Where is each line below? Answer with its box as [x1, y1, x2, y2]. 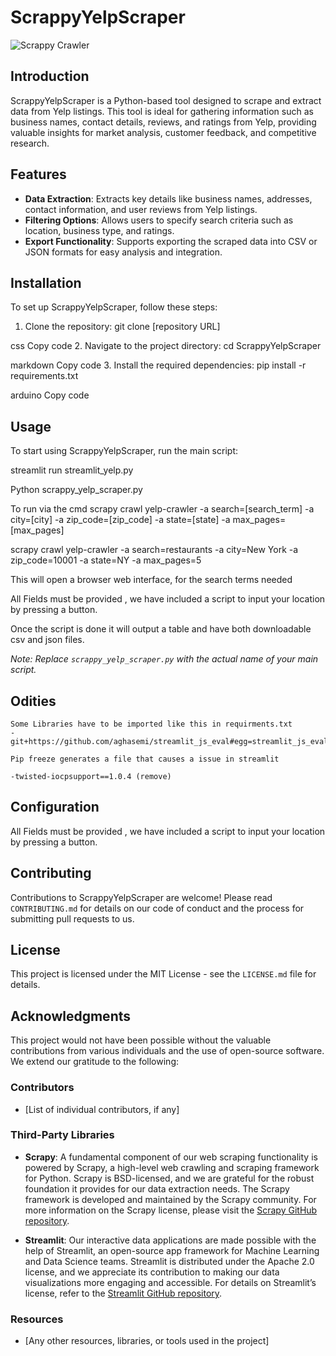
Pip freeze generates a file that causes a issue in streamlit [10, 754, 280, 764]
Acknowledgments [10, 1007, 132, 1025]
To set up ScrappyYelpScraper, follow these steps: [10, 301, 218, 313]
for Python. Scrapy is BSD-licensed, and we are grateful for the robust [24, 1172, 315, 1184]
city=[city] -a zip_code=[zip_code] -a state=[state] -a [10, 514, 231, 526]
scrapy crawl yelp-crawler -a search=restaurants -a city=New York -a [10, 544, 299, 556]
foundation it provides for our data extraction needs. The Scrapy [24, 1182, 290, 1195]
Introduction [10, 68, 90, 85]
